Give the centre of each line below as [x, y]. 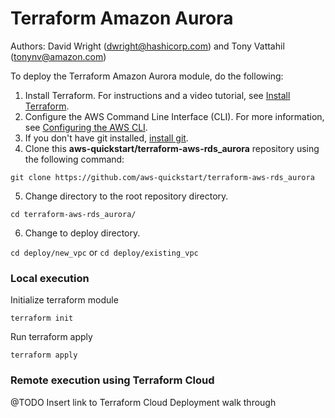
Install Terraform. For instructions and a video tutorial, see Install [157, 95]
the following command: [74, 159]
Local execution [50, 278]
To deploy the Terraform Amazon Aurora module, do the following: [147, 76]
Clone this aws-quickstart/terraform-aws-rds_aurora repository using [172, 148]
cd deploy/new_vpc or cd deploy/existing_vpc [104, 252]
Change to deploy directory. [82, 233]
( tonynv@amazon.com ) [58, 56]
